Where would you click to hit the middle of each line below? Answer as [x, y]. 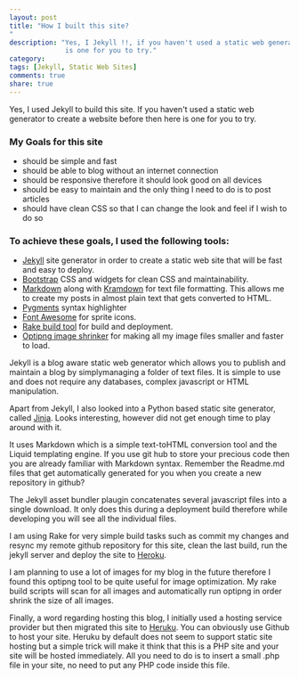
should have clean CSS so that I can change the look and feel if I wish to [154, 208]
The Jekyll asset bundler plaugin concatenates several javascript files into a [148, 500]
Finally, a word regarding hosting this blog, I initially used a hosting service [146, 618]
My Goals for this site [57, 142]
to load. [36, 346]
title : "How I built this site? [69, 26]
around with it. [36, 428]
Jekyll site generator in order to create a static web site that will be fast [152, 260]
